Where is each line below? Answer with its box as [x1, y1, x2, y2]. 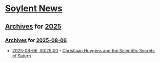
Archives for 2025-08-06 [5, 37, 67, 44]
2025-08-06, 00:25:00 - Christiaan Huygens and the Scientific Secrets [12, 47, 155, 53]
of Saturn [12, 53, 31, 59]
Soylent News [5, 3, 62, 14]
